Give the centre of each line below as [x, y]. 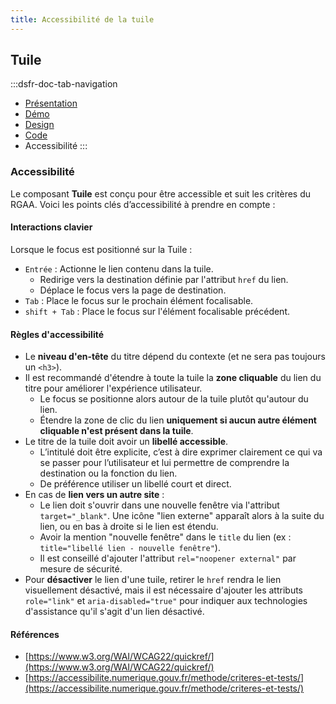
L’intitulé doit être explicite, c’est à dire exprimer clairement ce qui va [181, 452]
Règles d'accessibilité [57, 334]
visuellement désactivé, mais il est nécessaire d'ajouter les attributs [164, 590]
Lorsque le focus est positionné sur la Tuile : [101, 249]
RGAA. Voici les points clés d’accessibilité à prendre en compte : [143, 204]
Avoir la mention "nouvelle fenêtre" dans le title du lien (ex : [165, 537]
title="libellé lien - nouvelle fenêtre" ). [130, 548]
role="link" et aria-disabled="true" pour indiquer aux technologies [166, 601]
